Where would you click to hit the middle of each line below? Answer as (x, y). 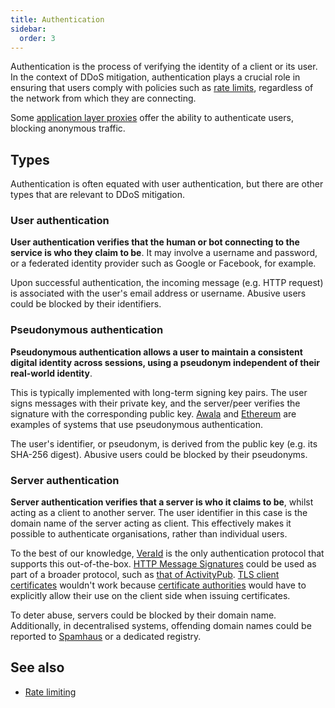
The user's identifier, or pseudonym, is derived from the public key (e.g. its (164, 443)
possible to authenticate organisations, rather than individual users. (149, 534)
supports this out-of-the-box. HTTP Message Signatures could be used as (163, 564)
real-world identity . (51, 373)
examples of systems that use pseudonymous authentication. (137, 424)
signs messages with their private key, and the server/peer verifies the (155, 403)
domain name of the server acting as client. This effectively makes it (151, 523)
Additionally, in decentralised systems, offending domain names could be (161, 626)
